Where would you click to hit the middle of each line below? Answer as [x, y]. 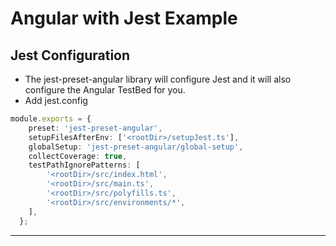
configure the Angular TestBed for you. [105, 90]
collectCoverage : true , [78, 156]
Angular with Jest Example [124, 18]
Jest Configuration [70, 55]
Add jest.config [56, 100]
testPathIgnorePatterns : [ [84, 165]
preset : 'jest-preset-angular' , [95, 128]
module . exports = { [51, 119]
